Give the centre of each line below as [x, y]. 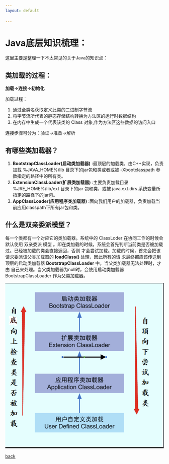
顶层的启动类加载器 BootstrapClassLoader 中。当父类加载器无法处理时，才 [83, 263]
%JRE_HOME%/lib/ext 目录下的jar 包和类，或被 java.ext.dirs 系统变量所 [87, 189]
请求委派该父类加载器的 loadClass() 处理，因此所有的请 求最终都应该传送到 [83, 257]
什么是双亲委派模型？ [38, 225]
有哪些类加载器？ [32, 150]
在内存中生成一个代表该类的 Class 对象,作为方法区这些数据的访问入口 [84, 122]
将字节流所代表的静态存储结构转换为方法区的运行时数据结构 [74, 116]
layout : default [22, 11]
